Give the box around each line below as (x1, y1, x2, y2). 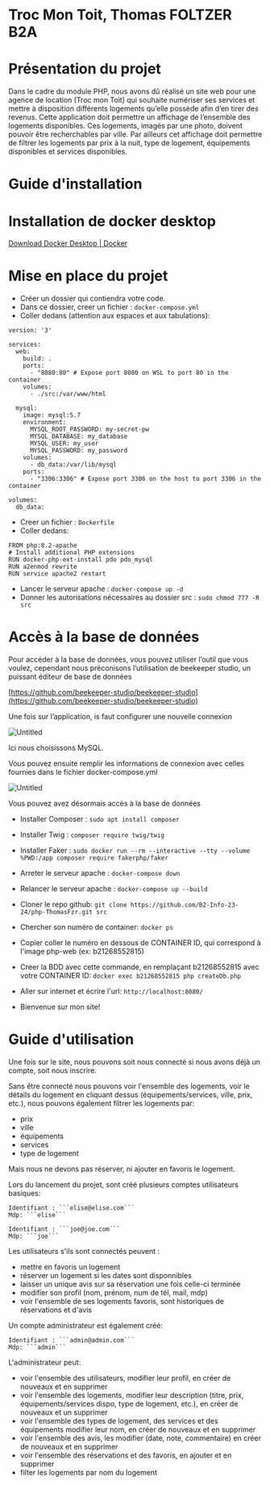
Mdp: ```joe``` (8, 1232, 60, 1241)
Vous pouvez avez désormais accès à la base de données (8, 798, 201, 809)
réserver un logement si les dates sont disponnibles (19, 1271, 192, 1281)
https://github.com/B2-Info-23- (130, 901, 239, 910)
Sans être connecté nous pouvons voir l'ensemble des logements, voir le (8, 1081, 250, 1092)
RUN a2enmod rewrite (8, 563, 78, 571)
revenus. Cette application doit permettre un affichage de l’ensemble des (8, 112, 251, 122)
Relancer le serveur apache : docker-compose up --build (19, 884, 208, 894)
